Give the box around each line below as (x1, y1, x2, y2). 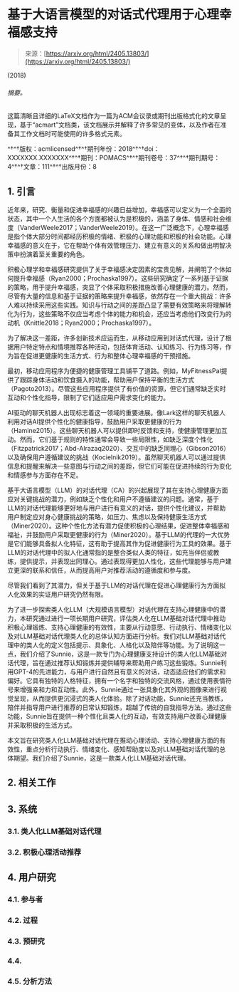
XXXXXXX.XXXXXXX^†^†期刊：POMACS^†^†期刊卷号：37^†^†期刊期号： (7, 154, 221, 162)
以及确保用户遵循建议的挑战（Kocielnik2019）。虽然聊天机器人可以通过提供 (7, 453, 226, 461)
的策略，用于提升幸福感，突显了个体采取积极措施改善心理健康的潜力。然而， (7, 283, 232, 291)
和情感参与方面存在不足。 (7, 471, 83, 479)
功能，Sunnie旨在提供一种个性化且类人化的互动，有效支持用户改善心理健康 (7, 711, 228, 720)
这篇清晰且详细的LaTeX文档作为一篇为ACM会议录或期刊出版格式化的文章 (7, 112, 221, 120)
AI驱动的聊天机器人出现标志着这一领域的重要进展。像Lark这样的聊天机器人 (7, 408, 226, 417)
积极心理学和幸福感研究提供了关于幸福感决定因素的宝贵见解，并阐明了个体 (7, 265, 225, 273)
